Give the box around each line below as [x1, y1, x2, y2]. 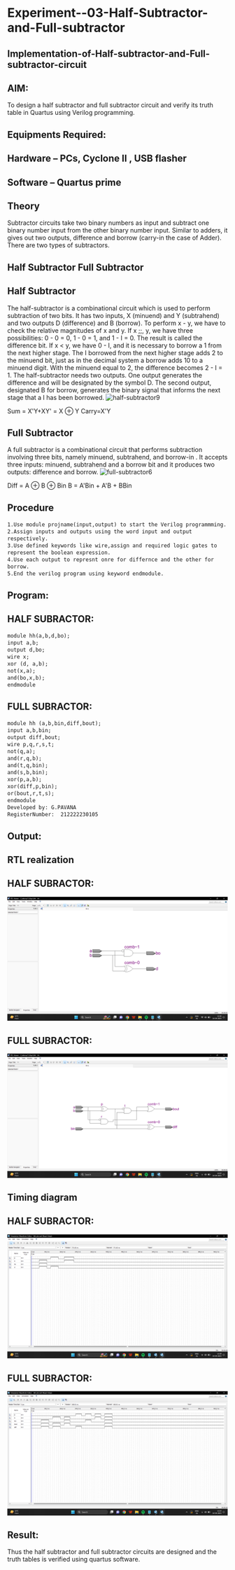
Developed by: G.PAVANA [7, 804, 77, 811]
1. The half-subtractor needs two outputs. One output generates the [7, 371, 203, 379]
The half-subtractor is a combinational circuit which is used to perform [7, 303, 211, 312]
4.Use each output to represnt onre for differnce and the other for [7, 556, 215, 563]
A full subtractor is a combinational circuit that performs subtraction [7, 446, 203, 454]
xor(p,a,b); [7, 776, 42, 783]
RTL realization [7, 854, 75, 866]
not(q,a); [7, 748, 36, 755]
